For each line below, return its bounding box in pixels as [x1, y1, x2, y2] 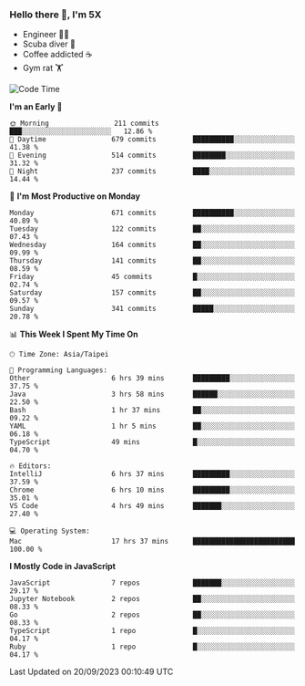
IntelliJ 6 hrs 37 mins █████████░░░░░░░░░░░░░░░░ [9, 470, 296, 479]
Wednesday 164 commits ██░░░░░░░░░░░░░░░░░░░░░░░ [9, 241, 296, 250]
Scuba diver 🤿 [22, 38, 76, 49]
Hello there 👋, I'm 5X [9, 8, 102, 21]
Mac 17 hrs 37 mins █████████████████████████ [9, 537, 296, 546]
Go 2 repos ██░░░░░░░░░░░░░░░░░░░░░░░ [9, 610, 296, 619]
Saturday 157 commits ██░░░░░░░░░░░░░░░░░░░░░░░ [9, 288, 296, 297]
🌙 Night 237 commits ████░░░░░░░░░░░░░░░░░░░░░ [9, 167, 296, 176]
